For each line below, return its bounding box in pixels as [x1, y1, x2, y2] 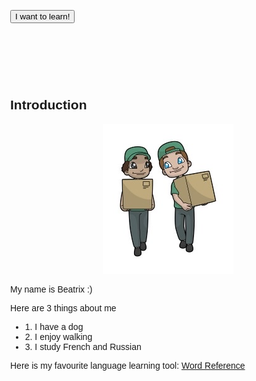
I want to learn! [15, 11, 71, 22]
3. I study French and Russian [24, 341, 142, 352]
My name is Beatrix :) [10, 283, 93, 295]
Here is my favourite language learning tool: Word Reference [10, 360, 246, 371]
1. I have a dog [24, 321, 84, 332]
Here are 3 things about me [10, 302, 117, 314]
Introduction [10, 97, 88, 113]
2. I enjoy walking [24, 331, 93, 342]
